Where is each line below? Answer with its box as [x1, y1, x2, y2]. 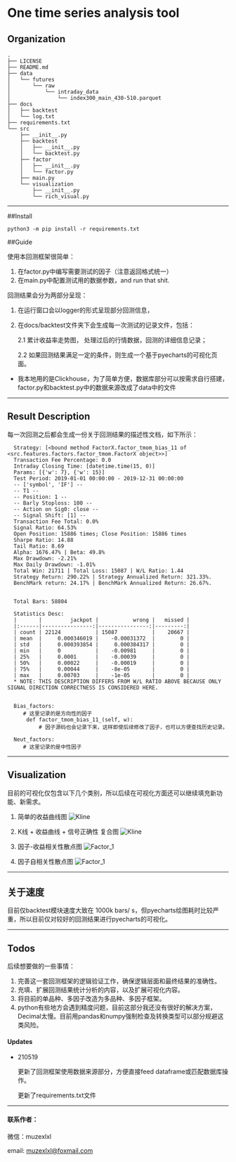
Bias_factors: [13, 702, 55, 709]
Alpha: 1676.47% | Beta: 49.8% [13, 548, 105, 556]
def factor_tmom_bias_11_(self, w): [25, 716, 133, 723]
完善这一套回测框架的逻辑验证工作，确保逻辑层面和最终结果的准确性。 [17, 977, 221, 986]
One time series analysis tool [7, 5, 180, 21]
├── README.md [7, 64, 49, 71]
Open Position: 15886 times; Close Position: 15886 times [13, 530, 188, 537]
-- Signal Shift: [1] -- [13, 512, 86, 519]
